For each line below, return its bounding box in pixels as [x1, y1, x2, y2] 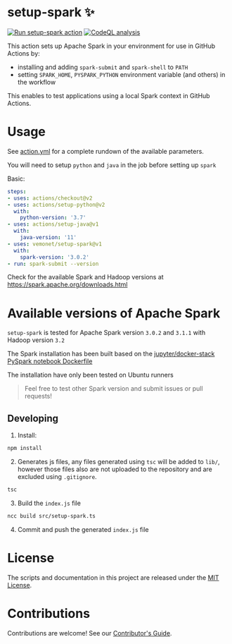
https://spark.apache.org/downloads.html [7, 280, 128, 289]
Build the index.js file [17, 499, 81, 507]
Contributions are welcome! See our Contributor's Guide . [7, 628, 172, 637]
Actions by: [7, 49, 40, 57]
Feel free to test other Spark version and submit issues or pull [24, 384, 203, 393]
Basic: [7, 174, 25, 183]
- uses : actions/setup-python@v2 [7, 201, 105, 208]
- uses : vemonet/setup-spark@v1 [7, 241, 102, 248]
